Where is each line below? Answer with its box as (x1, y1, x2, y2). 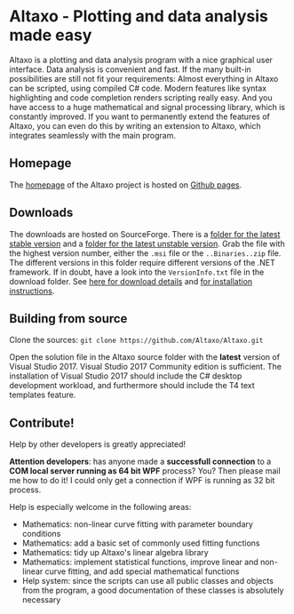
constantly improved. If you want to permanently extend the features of (9, 111, 271, 122)
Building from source (9, 311, 128, 326)
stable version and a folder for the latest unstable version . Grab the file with (9, 238, 286, 249)
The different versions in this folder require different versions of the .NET (9, 257, 275, 267)
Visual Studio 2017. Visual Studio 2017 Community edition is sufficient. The (9, 362, 282, 372)
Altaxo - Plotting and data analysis (9, 6, 268, 27)
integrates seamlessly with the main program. (9, 130, 176, 140)
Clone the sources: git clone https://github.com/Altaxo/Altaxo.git (9, 335, 264, 346)
